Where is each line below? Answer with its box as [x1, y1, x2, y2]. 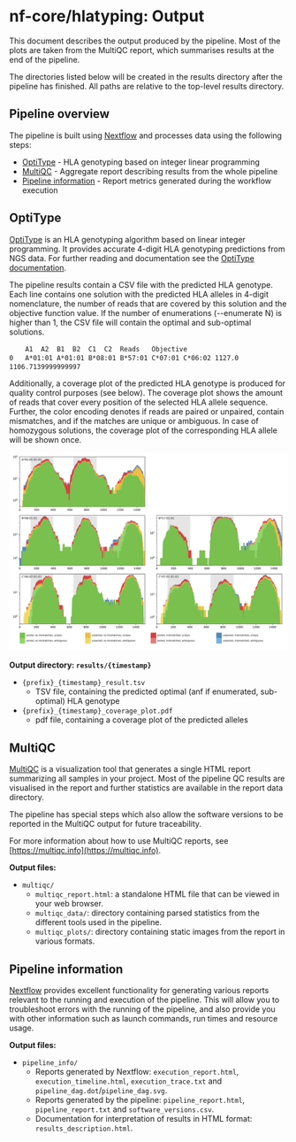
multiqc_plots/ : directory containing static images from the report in [34, 927, 285, 938]
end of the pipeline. [9, 54, 80, 65]
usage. [9, 1022, 34, 1033]
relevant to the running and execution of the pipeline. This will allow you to [9, 994, 280, 1005]
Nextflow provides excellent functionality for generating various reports [9, 984, 269, 995]
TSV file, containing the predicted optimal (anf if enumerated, [34, 686, 259, 697]
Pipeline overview [9, 106, 110, 121]
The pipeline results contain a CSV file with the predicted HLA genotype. [9, 279, 274, 289]
